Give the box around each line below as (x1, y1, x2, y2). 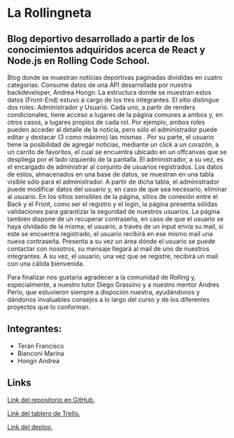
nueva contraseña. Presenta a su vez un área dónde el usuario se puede (7, 237, 216, 245)
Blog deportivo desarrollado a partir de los (7, 33, 195, 45)
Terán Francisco (17, 341, 64, 350)
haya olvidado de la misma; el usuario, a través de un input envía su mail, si (7, 222, 224, 231)
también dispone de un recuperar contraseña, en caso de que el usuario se (7, 215, 224, 223)
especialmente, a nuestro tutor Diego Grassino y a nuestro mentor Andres (7, 280, 220, 289)
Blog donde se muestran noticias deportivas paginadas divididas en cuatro (7, 74, 223, 81)
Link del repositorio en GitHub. (7, 395, 96, 404)
